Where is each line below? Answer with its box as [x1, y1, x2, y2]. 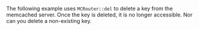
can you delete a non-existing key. [6, 18, 92, 24]
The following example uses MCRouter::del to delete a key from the [6, 5, 173, 12]
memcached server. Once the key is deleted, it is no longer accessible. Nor [6, 11, 193, 18]
